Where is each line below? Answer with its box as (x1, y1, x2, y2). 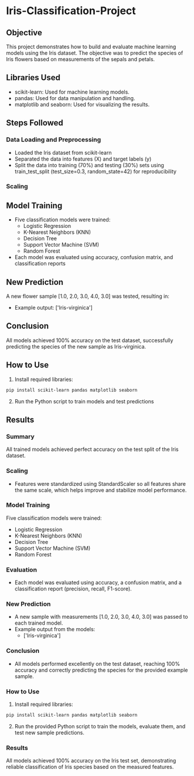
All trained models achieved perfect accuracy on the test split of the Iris (6, 446, 179, 453)
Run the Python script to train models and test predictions (14, 397, 154, 404)
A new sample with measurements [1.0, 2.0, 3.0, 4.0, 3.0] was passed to (14, 613, 189, 621)
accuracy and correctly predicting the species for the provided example (14, 666, 188, 674)
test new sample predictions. (14, 729, 85, 736)
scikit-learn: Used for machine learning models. (14, 88, 130, 95)
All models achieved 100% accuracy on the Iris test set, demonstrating (6, 757, 176, 764)
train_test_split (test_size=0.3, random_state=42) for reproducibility (14, 168, 177, 175)
